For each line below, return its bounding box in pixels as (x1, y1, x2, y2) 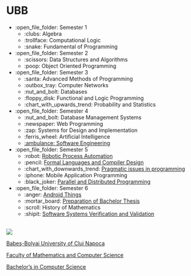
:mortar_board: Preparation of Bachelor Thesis (24, 197, 140, 205)
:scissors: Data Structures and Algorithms (24, 56, 128, 63)
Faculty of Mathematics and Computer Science (6, 251, 124, 258)
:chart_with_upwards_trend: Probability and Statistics (24, 100, 156, 108)
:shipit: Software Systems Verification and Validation (24, 210, 155, 217)
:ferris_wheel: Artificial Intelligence (24, 133, 111, 140)
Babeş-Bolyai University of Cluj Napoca (6, 240, 105, 247)
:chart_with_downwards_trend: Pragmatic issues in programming (24, 165, 186, 172)
